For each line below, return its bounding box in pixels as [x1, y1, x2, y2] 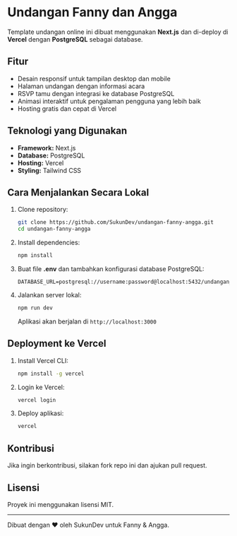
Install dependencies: [17, 238, 80, 247]
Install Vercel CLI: [17, 356, 69, 364]
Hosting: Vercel [17, 158, 64, 167]
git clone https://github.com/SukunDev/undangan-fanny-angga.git [17, 219, 214, 226]
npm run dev [17, 304, 53, 311]
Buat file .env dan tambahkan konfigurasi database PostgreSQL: [17, 265, 205, 273]
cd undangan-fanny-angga [17, 225, 91, 233]
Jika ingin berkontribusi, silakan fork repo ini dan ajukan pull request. [7, 461, 207, 470]
